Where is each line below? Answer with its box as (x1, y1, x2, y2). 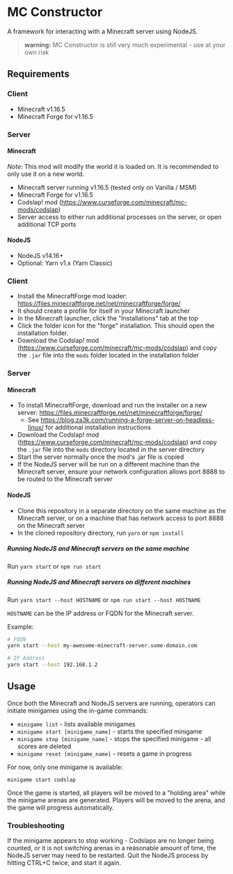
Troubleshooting (7, 820, 65, 830)
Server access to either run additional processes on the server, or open (17, 213, 222, 221)
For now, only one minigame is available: (7, 763, 123, 771)
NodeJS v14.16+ (17, 251, 64, 259)
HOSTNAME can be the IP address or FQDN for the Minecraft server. (7, 609, 195, 617)
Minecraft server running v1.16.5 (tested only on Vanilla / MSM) (17, 183, 197, 191)
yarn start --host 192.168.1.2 (7, 661, 98, 668)
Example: (7, 622, 34, 631)
